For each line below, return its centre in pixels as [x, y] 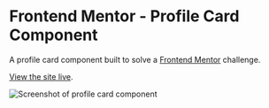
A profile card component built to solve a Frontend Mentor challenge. [135, 59]
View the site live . [41, 76]
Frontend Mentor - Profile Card [124, 16]
